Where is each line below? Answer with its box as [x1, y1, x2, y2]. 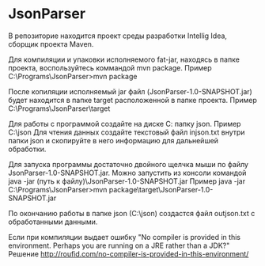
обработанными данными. [8, 217, 98, 226]
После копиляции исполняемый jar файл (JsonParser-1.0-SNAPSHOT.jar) [8, 86, 253, 96]
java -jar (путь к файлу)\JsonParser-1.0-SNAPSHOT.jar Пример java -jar [8, 176, 246, 186]
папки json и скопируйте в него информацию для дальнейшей [8, 135, 219, 145]
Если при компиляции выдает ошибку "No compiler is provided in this [8, 232, 241, 241]
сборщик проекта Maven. [8, 39, 94, 48]
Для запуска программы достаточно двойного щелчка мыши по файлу [8, 159, 249, 169]
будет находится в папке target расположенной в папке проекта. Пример [8, 95, 257, 104]
